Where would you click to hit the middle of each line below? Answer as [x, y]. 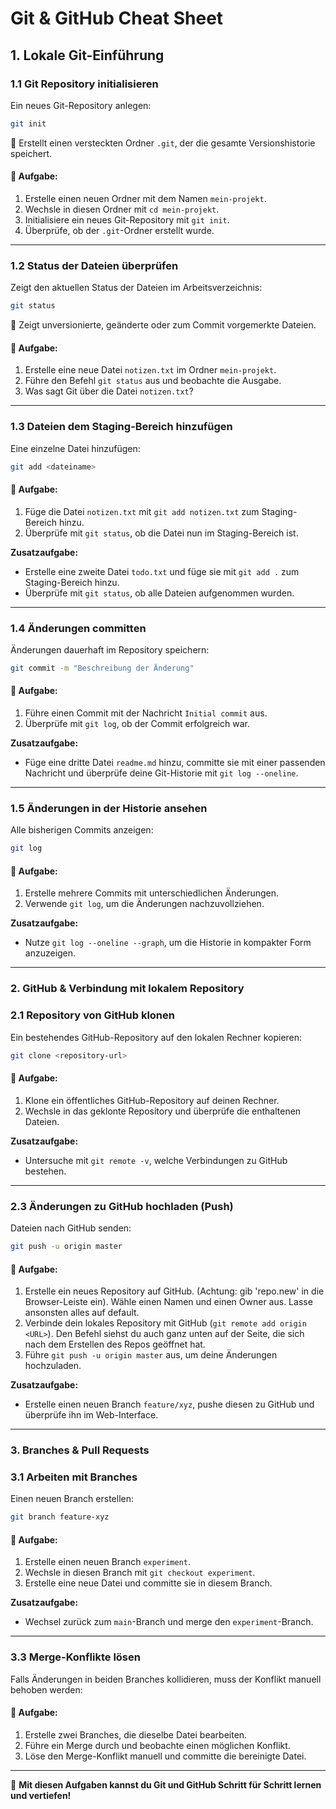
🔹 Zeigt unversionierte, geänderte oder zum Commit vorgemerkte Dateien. [163, 325]
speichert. [31, 153]
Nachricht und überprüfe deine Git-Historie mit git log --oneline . [161, 773]
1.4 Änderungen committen [78, 628]
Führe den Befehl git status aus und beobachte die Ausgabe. [153, 381]
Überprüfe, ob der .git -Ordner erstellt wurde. [119, 230]
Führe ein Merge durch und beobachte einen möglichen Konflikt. [157, 1745]
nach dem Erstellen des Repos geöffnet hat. [115, 1344]
